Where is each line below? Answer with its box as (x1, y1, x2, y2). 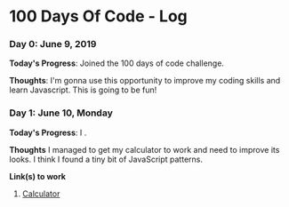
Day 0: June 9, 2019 (9, 38, 97, 51)
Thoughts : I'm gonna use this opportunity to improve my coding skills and (9, 76, 281, 86)
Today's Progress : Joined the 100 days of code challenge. (9, 58, 225, 68)
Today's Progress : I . (9, 127, 87, 138)
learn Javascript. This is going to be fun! (9, 84, 157, 95)
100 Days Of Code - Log (9, 6, 189, 27)
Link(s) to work (9, 171, 67, 181)
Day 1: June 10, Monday (9, 107, 113, 119)
